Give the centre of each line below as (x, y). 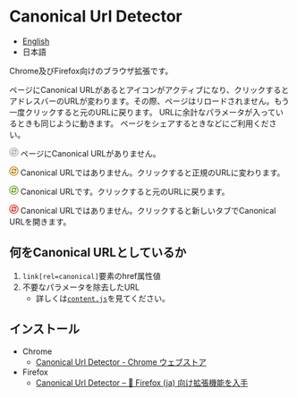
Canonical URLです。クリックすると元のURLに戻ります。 (125, 191)
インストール (45, 329)
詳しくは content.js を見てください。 (102, 298)
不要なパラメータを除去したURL (81, 287)
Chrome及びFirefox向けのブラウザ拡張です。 (91, 71)
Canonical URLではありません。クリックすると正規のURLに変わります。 (153, 173)
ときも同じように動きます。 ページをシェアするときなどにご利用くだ (143, 123)
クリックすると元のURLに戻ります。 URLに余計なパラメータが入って (150, 112)
